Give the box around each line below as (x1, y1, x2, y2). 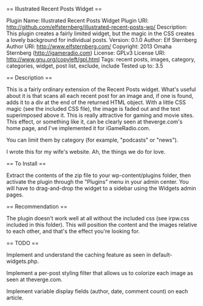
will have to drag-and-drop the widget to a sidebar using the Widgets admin (6, 185, 196, 192)
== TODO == (6, 240, 40, 246)
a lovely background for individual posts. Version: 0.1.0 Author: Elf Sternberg (6, 37, 198, 43)
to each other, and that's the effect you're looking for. (6, 228, 140, 235)
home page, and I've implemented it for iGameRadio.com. (6, 125, 151, 131)
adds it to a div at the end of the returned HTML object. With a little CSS (6, 99, 187, 106)
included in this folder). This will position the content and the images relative (6, 221, 198, 228)
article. (6, 294, 24, 301)
